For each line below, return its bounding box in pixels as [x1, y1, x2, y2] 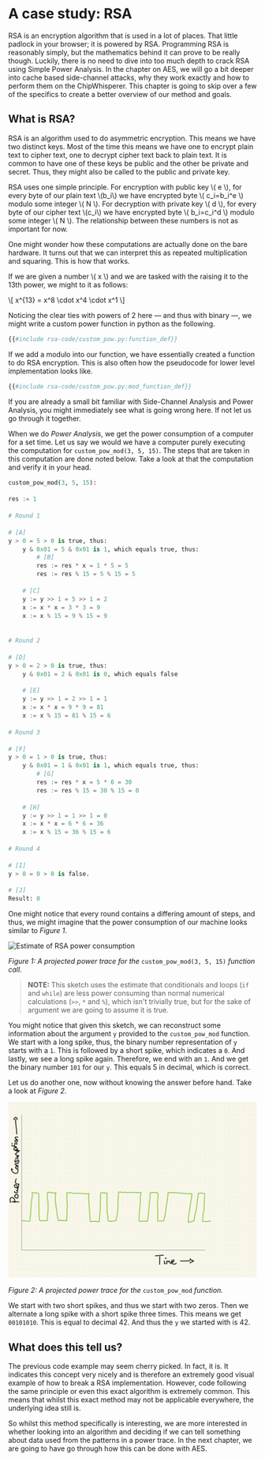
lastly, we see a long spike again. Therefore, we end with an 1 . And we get [8, 1055, 249, 1064]
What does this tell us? [8, 1340, 123, 1354]
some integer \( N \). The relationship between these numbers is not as [8, 215, 239, 225]
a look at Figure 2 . [8, 1086, 67, 1096]
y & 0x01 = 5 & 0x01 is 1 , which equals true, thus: [22, 545, 200, 553]
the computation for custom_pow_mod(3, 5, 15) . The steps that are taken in [8, 445, 250, 455]
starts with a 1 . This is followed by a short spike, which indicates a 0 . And [8, 1046, 245, 1055]
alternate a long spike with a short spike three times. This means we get [8, 1309, 242, 1319]
